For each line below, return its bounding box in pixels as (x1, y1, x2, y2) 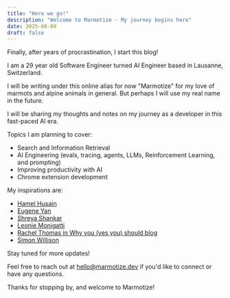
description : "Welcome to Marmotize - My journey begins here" (7, 16, 192, 23)
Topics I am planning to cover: (7, 130, 93, 139)
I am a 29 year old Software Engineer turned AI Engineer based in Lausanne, (7, 61, 224, 69)
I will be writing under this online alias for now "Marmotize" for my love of (7, 82, 215, 90)
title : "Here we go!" (7, 10, 69, 17)
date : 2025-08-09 (7, 23, 57, 30)
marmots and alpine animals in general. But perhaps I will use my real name (7, 89, 221, 98)
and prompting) (16, 159, 62, 167)
